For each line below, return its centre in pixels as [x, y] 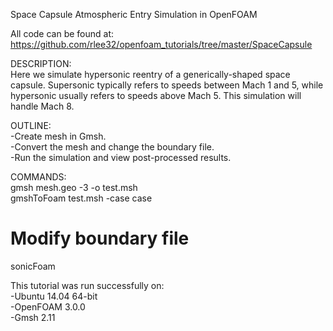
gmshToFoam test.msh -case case [81, 198]
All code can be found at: [62, 33]
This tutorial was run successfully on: [87, 285]
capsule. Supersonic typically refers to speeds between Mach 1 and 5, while [167, 85]
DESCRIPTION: [41, 63]
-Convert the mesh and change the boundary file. [112, 147]
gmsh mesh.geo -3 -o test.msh [74, 187]
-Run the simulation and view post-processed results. [121, 157]
